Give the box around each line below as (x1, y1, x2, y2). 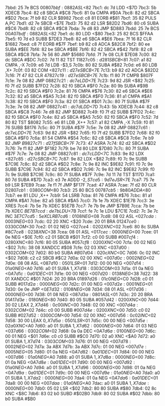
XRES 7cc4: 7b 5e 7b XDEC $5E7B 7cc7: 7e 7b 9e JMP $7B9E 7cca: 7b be (5, 203, 155, 209)
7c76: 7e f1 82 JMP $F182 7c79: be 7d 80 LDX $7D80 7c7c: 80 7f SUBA (5, 145, 149, 151)
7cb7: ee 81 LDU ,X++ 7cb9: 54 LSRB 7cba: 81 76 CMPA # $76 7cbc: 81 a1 (5, 192, 152, 198)
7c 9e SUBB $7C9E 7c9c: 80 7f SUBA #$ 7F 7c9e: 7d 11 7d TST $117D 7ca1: (5, 172, 156, 177)
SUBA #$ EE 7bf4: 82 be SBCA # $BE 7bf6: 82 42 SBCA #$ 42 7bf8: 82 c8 (5, 47, 153, 52)
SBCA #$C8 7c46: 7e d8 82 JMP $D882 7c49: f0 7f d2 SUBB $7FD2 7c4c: (5, 109, 156, 115)
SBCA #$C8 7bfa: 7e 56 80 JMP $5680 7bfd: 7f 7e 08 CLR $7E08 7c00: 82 (5, 52, 157, 57)
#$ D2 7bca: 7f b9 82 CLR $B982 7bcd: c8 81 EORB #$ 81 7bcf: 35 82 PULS (5, 15, 157, 21)
